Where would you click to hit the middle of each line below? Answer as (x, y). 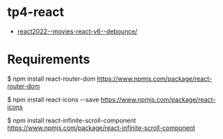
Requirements (49, 59)
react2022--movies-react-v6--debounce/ (77, 31)
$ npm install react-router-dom (51, 79)
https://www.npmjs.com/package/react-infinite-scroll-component (101, 128)
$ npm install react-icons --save (53, 99)
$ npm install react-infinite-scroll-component (72, 120)
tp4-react (36, 12)
